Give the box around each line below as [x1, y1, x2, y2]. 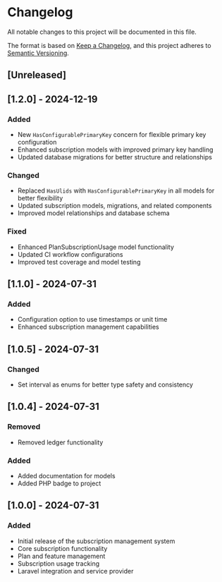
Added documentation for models [17, 471, 116, 480]
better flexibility [17, 194, 63, 202]
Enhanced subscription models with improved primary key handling [17, 145, 214, 154]
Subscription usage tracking [17, 559, 100, 568]
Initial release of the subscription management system [17, 537, 175, 545]
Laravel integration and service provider [17, 566, 134, 575]
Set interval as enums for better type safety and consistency [17, 380, 194, 389]
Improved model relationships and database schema [17, 209, 171, 217]
